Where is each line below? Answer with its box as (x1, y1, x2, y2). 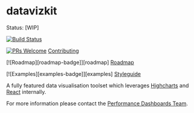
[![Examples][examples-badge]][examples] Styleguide (6, 70, 141, 77)
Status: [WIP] (6, 24, 39, 31)
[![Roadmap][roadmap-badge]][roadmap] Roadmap (6, 59, 134, 66)
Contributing (48, 47, 80, 54)
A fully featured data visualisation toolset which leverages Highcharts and (6, 82, 189, 89)
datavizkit (6, 4, 57, 18)
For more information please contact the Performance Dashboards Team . (6, 100, 189, 107)
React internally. (6, 88, 46, 95)
